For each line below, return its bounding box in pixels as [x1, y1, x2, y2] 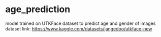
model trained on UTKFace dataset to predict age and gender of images [5, 20, 156, 26]
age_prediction [5, 4, 71, 15]
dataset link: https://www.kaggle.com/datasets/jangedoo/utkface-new [5, 25, 152, 31]
